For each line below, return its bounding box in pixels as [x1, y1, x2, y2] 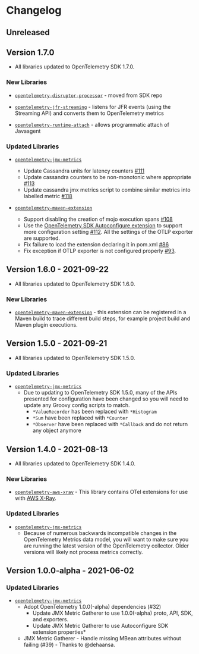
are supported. [23, 234, 61, 242]
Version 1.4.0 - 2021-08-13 [6, 444, 108, 454]
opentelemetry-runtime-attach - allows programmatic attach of [14, 121, 169, 128]
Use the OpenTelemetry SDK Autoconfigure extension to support [23, 221, 182, 229]
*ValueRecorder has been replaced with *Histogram [32, 408, 157, 415]
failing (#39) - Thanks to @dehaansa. [23, 641, 116, 649]
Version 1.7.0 [6, 47, 55, 57]
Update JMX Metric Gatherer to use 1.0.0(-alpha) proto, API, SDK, [32, 609, 193, 617]
